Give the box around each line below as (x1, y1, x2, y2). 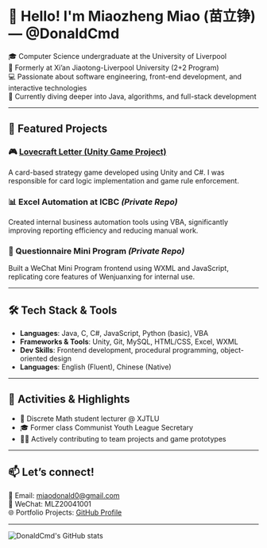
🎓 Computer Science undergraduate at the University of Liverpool (8, 51, 227, 60)
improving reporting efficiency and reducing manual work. (8, 226, 199, 235)
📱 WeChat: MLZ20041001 (8, 499, 91, 508)
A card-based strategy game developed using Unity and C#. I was (8, 168, 225, 177)
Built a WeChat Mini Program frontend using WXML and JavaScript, (8, 264, 229, 273)
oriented (19, 354, 48, 364)
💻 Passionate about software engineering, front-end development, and (8, 71, 242, 81)
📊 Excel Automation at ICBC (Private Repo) (8, 196, 178, 207)
